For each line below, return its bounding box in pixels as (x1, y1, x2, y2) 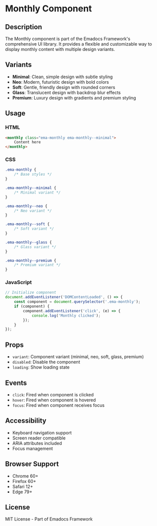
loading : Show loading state (12, 364, 70, 370)
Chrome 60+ (12, 473, 39, 479)
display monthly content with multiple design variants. (5, 47, 115, 52)
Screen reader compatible (12, 435, 66, 441)
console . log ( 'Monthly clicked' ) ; (31, 313, 101, 318)
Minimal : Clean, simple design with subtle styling (12, 74, 113, 80)
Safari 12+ (12, 483, 33, 489)
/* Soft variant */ (14, 226, 54, 232)
